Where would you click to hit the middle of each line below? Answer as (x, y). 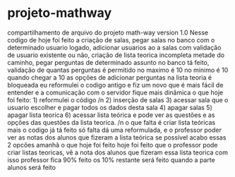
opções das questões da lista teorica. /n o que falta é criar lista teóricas (112, 122)
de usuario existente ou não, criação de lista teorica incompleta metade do (116, 55)
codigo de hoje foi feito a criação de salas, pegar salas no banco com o (111, 39)
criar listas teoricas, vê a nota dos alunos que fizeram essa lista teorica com (117, 152)
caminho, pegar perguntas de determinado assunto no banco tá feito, (108, 62)
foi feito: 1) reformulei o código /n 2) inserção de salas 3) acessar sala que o (118, 99)
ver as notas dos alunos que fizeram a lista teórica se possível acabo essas (117, 137)
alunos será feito (32, 167)
